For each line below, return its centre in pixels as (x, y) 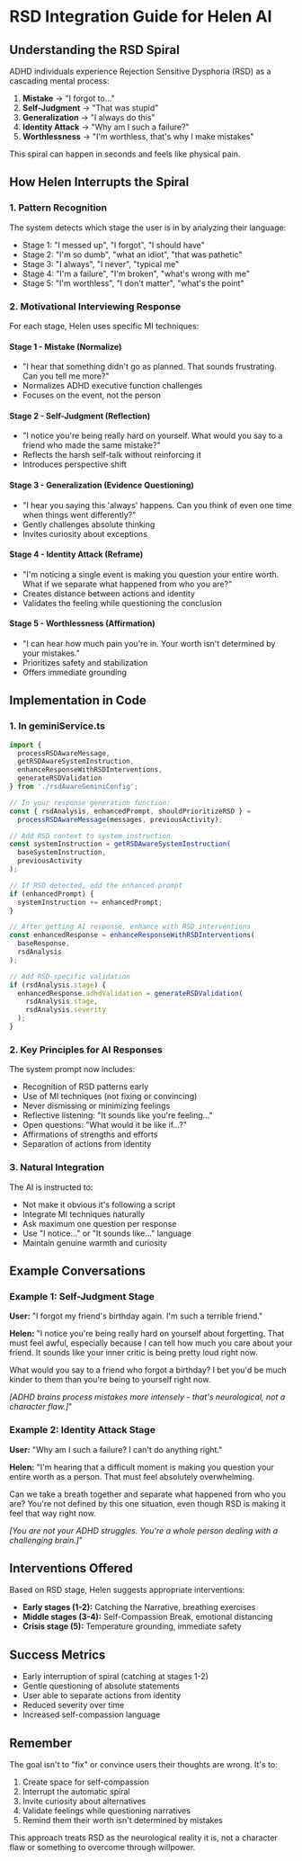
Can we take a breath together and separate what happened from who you (147, 1494)
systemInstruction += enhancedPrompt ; (90, 902)
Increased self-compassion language (91, 1714)
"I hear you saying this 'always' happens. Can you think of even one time (157, 505)
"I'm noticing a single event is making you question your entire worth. (151, 574)
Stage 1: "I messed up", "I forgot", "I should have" (113, 245)
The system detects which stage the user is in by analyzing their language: (148, 228)
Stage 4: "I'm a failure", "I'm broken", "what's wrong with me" (136, 273)
